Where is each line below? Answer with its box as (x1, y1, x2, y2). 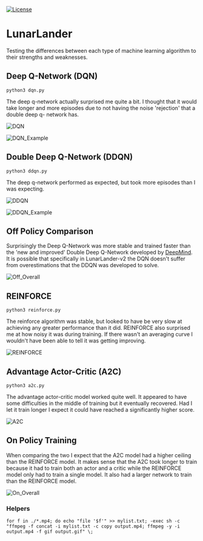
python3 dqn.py (6, 87, 45, 94)
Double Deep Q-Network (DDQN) (6, 152, 133, 162)
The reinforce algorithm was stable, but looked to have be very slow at (6, 318, 182, 325)
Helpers (6, 504, 30, 512)
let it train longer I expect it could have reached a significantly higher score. (6, 406, 195, 413)
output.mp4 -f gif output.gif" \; (6, 529, 94, 535)
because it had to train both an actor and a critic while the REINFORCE (6, 464, 182, 472)
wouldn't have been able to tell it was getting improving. (6, 337, 146, 344)
